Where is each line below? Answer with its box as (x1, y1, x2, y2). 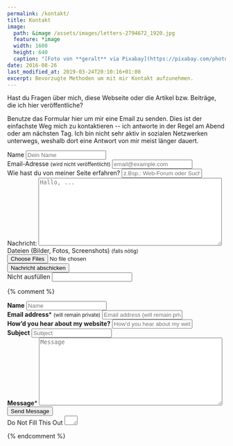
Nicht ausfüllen (7, 272, 51, 281)
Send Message (10, 408, 50, 415)
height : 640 (13, 49, 49, 56)
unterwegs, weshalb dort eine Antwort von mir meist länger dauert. (7, 137, 199, 145)
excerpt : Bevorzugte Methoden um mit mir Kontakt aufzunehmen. (7, 74, 194, 82)
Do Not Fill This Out (7, 418, 63, 427)
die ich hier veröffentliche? (7, 101, 83, 110)
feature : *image (13, 36, 60, 43)
